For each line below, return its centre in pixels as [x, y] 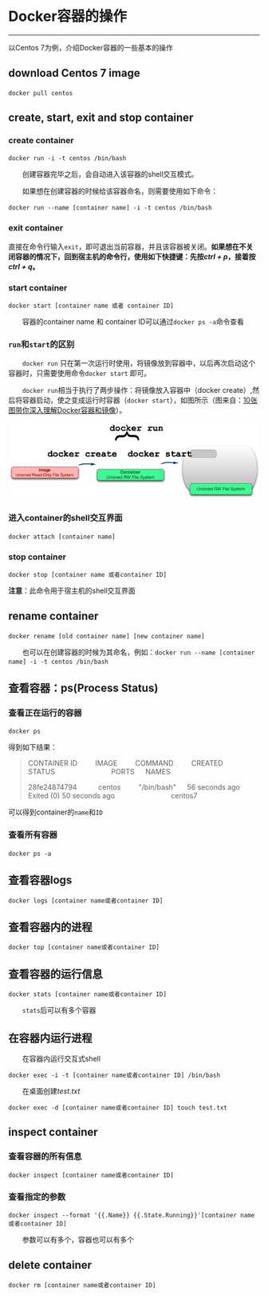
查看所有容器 [33, 835]
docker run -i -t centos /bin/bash [67, 158]
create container [41, 141]
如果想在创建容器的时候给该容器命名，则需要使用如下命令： [120, 191]
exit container [36, 228]
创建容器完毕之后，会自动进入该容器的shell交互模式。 [110, 174]
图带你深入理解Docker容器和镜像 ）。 [67, 410]
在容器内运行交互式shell [62, 1058]
